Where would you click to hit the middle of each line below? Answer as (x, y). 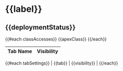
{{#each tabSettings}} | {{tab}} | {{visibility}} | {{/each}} (62, 63)
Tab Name (20, 51)
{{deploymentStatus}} (40, 27)
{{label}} (24, 9)
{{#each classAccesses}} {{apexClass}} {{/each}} (56, 39)
